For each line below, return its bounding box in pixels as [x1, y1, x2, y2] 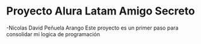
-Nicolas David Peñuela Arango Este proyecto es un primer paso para [6, 24, 179, 31]
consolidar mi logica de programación [6, 30, 100, 37]
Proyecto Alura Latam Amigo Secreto [6, 4, 196, 18]
